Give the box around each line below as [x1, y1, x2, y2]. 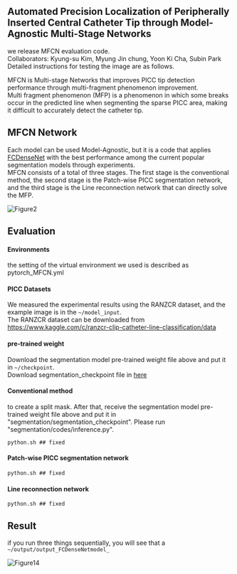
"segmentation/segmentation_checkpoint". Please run [7, 418, 166, 426]
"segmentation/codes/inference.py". [7, 425, 114, 433]
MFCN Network [7, 127, 78, 139]
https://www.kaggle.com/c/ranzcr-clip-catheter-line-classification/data [7, 323, 216, 331]
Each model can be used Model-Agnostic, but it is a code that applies [7, 145, 211, 154]
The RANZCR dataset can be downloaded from [7, 316, 145, 324]
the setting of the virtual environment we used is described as [7, 261, 189, 270]
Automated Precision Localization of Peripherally [7, 6, 230, 18]
